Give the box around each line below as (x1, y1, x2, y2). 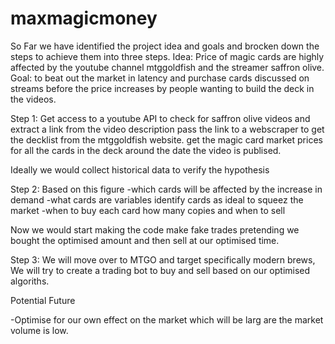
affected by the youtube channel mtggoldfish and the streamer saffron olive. (10, 61, 325, 73)
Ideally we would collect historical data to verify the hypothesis (10, 163, 270, 176)
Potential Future (10, 294, 76, 306)
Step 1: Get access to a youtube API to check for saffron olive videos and (10, 112, 311, 124)
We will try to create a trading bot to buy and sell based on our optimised (10, 264, 311, 276)
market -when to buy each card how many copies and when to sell (10, 204, 286, 216)
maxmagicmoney (10, 7, 158, 30)
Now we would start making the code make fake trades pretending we (10, 223, 300, 236)
